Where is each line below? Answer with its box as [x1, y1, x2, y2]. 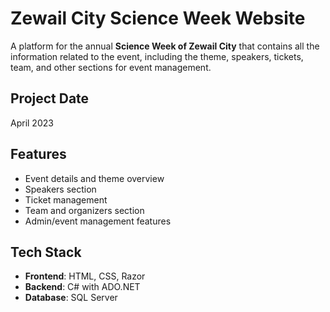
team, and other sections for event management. [10, 61, 212, 73]
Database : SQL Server [24, 292, 118, 304]
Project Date [10, 90, 90, 107]
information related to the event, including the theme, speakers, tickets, [10, 50, 304, 62]
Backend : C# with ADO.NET [24, 281, 141, 293]
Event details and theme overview [24, 172, 165, 184]
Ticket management [24, 193, 108, 206]
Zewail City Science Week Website [10, 7, 306, 30]
